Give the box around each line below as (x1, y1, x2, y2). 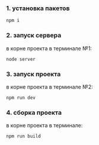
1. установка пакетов (6, 4, 70, 12)
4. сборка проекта (6, 108, 62, 117)
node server (6, 56, 36, 62)
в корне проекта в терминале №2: (6, 83, 93, 90)
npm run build (6, 133, 41, 140)
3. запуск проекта (6, 70, 61, 78)
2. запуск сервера (6, 31, 62, 40)
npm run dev (6, 95, 36, 101)
